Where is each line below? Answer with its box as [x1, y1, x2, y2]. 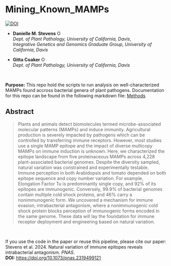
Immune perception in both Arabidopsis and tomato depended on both [17, 170, 166, 176]
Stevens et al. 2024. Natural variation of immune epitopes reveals [5, 244, 143, 250]
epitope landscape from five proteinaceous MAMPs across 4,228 [17, 153, 155, 159]
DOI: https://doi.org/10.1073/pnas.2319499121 [5, 254, 101, 261]
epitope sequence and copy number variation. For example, [17, 175, 144, 181]
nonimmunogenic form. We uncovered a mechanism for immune [17, 197, 153, 203]
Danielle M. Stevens [12, 30, 56, 36]
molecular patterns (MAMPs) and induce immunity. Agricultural [17, 126, 151, 132]
